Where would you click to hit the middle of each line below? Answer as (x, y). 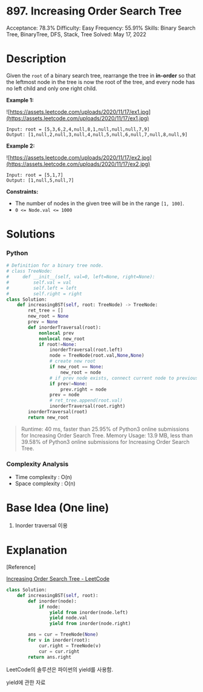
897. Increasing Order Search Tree (94, 11)
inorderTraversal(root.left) (86, 350)
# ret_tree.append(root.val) (86, 400)
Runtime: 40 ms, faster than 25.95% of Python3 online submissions (105, 429)
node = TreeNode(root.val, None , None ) (97, 356)
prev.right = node (83, 389)
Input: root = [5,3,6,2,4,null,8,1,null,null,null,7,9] (78, 129)
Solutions (31, 234)
